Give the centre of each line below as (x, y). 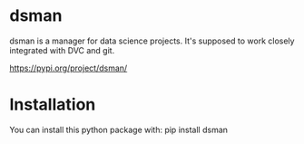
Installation (53, 105)
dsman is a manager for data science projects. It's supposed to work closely (152, 41)
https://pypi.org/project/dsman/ (69, 68)
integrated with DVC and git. (62, 50)
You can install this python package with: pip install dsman (119, 130)
